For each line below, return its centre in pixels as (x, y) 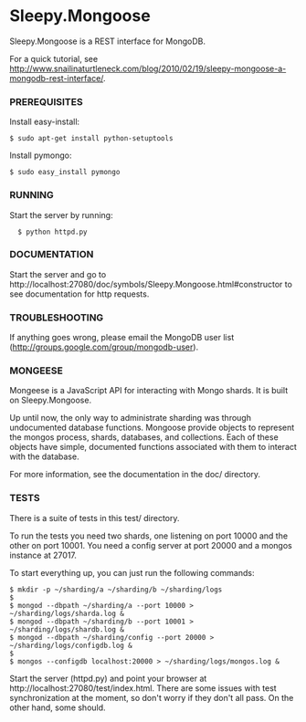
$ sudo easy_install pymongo (65, 173)
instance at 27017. (43, 555)
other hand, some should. (58, 707)
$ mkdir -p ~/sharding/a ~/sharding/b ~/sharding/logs (116, 590)
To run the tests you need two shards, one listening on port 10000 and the (149, 536)
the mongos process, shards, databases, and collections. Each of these (144, 437)
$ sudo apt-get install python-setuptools (91, 139)
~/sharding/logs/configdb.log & (71, 645)
